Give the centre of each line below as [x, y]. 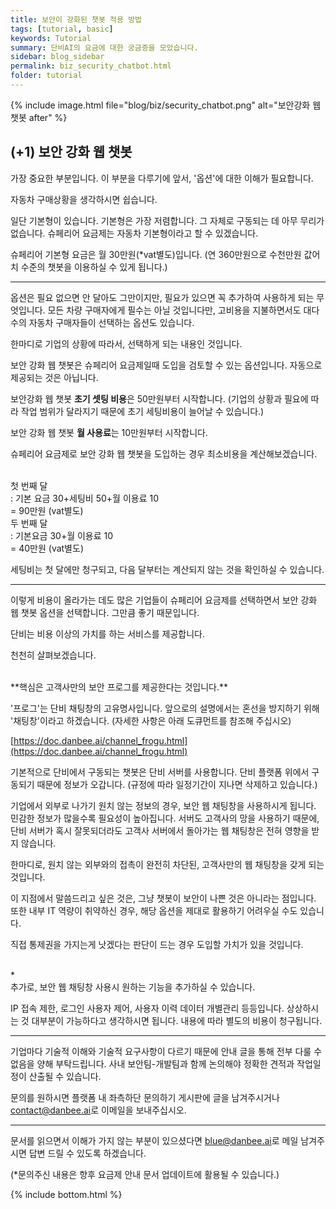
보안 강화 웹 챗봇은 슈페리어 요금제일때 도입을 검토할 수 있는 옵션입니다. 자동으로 [166, 365]
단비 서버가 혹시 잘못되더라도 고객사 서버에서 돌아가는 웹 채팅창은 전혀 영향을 [160, 830]
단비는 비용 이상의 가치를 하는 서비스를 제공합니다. [108, 633]
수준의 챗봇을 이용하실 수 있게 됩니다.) [94, 267]
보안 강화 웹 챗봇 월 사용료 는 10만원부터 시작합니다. [109, 432]
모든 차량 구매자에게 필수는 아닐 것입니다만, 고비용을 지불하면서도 [174, 310]
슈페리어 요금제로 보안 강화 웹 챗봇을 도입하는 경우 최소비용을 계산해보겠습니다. [164, 453]
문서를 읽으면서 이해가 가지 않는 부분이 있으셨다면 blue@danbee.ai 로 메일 [154, 1140]
